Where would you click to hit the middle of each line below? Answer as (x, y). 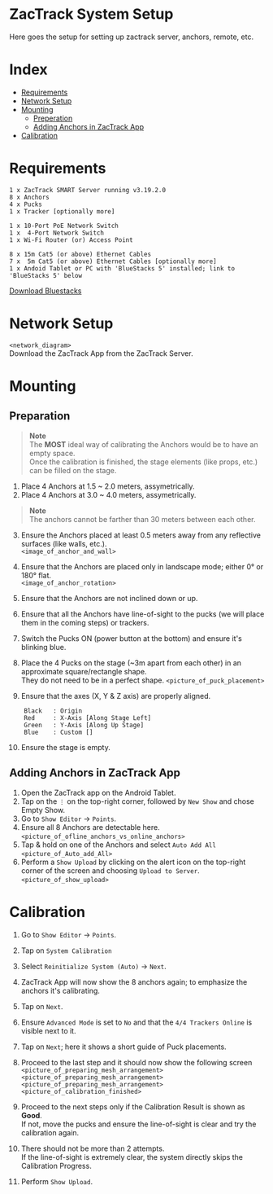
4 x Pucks (26, 204)
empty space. (52, 453)
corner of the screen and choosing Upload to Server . (110, 870)
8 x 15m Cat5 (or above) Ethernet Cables (80, 254)
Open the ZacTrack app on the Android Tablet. (98, 792)
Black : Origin (53, 711)
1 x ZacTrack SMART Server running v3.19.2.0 (87, 190)
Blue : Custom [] (58, 732)
